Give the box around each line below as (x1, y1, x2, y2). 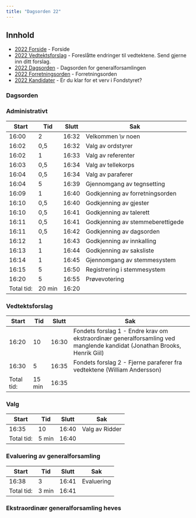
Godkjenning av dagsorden (85, 227, 160, 235)
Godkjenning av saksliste (85, 246, 155, 255)
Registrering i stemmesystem (85, 265, 166, 273)
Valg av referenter (85, 151, 135, 159)
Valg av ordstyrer (85, 142, 133, 150)
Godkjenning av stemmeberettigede (85, 218, 184, 226)
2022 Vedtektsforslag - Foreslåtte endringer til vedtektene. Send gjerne (14, 52, 187, 59)
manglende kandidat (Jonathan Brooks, (73, 341, 181, 349)
